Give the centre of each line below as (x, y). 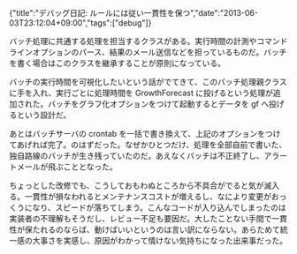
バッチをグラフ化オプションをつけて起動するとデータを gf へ (158, 104)
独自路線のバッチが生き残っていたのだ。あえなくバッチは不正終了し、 (137, 156)
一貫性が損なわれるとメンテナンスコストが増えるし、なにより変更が (148, 196)
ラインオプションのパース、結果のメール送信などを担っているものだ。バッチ (148, 52)
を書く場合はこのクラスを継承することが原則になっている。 (118, 63)
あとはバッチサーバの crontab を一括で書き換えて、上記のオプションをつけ (145, 134)
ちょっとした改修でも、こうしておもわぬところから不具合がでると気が (137, 185)
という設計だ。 (44, 115)
